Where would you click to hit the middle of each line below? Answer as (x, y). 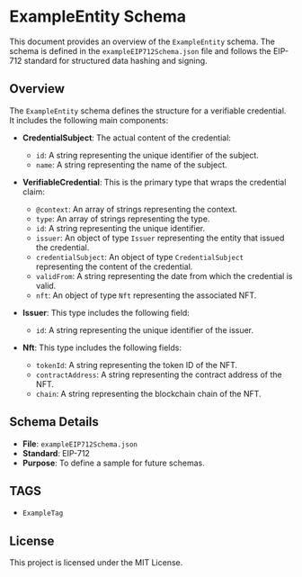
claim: (33, 192)
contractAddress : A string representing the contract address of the (159, 374)
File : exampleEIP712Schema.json (80, 444)
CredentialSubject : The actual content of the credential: (127, 138)
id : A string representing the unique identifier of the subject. (147, 155)
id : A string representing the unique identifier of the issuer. (145, 329)
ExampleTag (43, 514)
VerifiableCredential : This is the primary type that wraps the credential (154, 182)
